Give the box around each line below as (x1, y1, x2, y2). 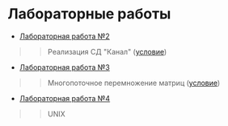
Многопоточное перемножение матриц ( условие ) (47, 78, 221, 87)
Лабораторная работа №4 (19, 93, 111, 103)
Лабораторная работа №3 (19, 62, 110, 72)
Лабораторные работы (7, 5, 171, 23)
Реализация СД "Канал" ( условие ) (47, 47, 167, 56)
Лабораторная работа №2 (19, 31, 110, 41)
